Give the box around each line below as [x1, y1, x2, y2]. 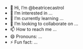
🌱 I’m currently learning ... [10, 15, 64, 21]
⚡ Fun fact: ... [10, 39, 38, 45]
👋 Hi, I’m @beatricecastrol [10, 5, 64, 10]
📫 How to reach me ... [10, 26, 57, 32]
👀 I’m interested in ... [10, 10, 53, 16]
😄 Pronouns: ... [10, 33, 43, 39]
